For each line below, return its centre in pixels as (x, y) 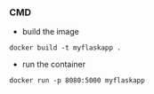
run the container (54, 65)
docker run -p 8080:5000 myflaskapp (77, 81)
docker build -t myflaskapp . (65, 48)
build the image (51, 32)
